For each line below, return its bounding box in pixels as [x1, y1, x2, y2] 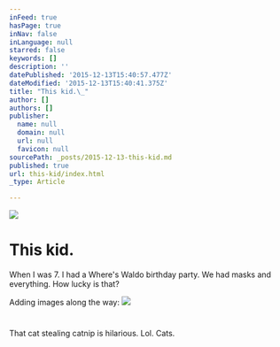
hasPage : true [9, 21, 62, 30]
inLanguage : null [9, 37, 74, 47]
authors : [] [9, 104, 53, 112]
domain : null [17, 128, 66, 137]
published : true [9, 161, 69, 170]
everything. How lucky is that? [9, 279, 120, 289]
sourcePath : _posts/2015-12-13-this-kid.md [9, 152, 173, 162]
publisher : [9, 112, 50, 120]
